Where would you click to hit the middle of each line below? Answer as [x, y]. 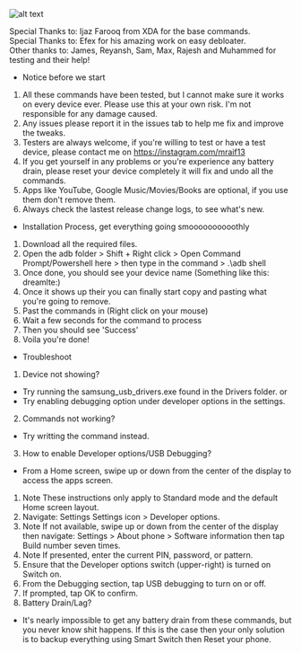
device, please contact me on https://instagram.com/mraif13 [134, 152]
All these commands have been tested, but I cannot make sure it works [153, 95]
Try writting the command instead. [86, 436]
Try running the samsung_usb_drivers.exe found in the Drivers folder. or [155, 392]
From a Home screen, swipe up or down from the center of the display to [157, 471]
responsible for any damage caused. [90, 114]
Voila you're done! [56, 340]
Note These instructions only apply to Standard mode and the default [150, 498]
